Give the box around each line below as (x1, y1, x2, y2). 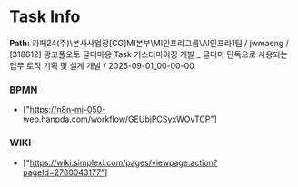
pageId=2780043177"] (22, 166, 108, 178)
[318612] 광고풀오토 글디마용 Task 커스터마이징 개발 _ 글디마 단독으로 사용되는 (9, 48, 288, 60)
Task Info (9, 6, 81, 27)
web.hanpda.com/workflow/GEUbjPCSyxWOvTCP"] (22, 113, 218, 124)
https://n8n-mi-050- (29, 104, 106, 115)
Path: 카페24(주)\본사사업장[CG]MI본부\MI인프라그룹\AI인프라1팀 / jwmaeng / (9, 37, 289, 48)
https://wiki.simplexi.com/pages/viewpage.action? (29, 157, 218, 168)
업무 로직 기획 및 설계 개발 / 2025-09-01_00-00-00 (9, 60, 195, 71)
